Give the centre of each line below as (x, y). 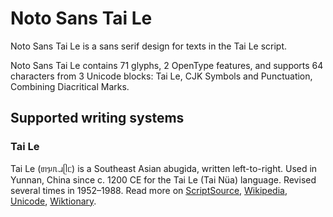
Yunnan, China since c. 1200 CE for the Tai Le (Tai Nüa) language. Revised (163, 179)
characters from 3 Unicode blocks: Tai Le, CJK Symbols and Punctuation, (161, 76)
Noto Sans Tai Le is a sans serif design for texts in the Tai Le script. (149, 46)
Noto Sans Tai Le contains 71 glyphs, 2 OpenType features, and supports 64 (167, 65)
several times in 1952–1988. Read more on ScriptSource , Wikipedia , (149, 190)
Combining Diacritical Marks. (70, 86)
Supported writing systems (97, 118)
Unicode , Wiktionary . (53, 201)
